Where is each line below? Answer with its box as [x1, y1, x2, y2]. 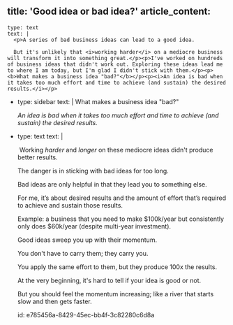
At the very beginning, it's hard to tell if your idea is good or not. [17, 276, 201, 284]
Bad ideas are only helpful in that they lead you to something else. [17, 180, 207, 188]
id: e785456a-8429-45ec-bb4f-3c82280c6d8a [17, 310, 155, 319]
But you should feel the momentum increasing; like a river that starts [17, 289, 214, 298]
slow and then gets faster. [17, 297, 92, 305]
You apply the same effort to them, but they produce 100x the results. [17, 262, 218, 271]
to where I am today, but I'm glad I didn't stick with [7, 66, 173, 74]
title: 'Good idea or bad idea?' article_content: [7, 6, 211, 17]
